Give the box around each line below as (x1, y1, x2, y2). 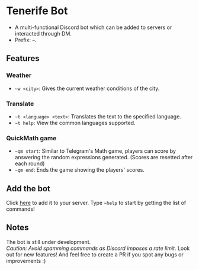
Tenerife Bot (6, 4, 68, 18)
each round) (14, 160, 45, 167)
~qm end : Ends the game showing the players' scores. (14, 166, 145, 173)
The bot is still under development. (6, 238, 91, 245)
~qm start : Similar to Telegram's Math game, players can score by (14, 147, 176, 155)
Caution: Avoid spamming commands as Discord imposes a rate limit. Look (6, 245, 190, 252)
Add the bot (6, 184, 50, 194)
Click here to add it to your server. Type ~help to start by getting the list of (6, 200, 187, 207)
